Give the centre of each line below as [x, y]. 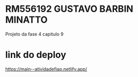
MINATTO [26, 20]
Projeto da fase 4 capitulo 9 [34, 34]
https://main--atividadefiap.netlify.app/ [46, 69]
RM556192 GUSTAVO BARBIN [70, 9]
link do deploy [36, 55]
